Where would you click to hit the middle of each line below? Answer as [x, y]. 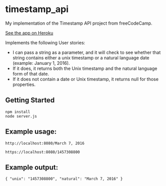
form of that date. [31, 73]
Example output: [32, 167]
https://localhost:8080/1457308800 [43, 152]
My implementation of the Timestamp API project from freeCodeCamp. [79, 23]
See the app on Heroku [29, 33]
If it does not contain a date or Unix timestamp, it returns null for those [86, 79]
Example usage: [31, 132]
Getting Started [30, 100]
